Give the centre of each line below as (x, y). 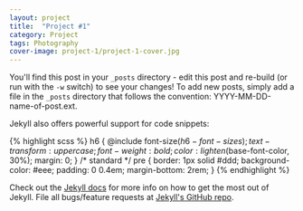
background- (265, 160)
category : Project (44, 34)
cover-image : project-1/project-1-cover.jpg (95, 52)
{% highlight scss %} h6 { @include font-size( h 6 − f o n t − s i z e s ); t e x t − (140, 141)
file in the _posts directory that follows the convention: (111, 97)
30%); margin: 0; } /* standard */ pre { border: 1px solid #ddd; (124, 160)
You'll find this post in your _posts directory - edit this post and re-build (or (148, 77)
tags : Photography (44, 43)
